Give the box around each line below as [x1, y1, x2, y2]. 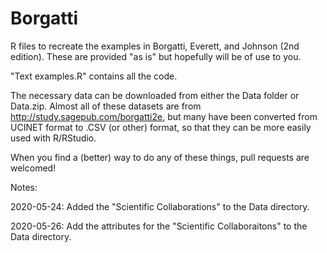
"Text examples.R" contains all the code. [10, 70, 178, 82]
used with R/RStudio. [10, 132, 97, 144]
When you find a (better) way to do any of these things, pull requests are [10, 151, 310, 163]
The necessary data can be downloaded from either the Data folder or [10, 89, 300, 101]
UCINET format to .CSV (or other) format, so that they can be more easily [10, 121, 312, 133]
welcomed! [10, 162, 57, 174]
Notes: [10, 181, 38, 193]
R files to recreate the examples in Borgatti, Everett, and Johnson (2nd [10, 40, 300, 52]
